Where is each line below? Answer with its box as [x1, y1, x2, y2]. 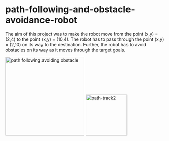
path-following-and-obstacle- [5, 4, 135, 15]
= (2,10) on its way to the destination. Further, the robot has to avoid [5, 41, 147, 47]
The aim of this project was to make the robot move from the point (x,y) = [5, 31, 158, 37]
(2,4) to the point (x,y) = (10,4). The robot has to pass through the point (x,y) [5, 36, 164, 42]
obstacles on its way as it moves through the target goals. [5, 47, 125, 53]
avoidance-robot [5, 14, 77, 26]
